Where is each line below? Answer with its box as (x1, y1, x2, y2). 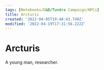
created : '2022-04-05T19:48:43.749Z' (5, 16, 84, 21)
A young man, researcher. (5, 59, 58, 65)
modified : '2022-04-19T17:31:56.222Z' (5, 21, 86, 26)
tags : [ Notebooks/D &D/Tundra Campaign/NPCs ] (5, 7, 99, 12)
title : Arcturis (5, 12, 39, 17)
